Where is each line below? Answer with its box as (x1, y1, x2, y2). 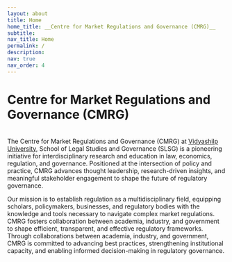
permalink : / (7, 42, 45, 49)
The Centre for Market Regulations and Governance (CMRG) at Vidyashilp (7, 137, 219, 145)
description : (7, 49, 45, 56)
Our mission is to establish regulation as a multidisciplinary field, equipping (7, 195, 222, 203)
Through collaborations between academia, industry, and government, (7, 231, 209, 240)
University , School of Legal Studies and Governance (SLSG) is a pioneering (7, 144, 222, 153)
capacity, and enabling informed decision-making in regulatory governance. (7, 246, 224, 254)
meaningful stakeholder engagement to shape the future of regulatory (7, 174, 208, 182)
